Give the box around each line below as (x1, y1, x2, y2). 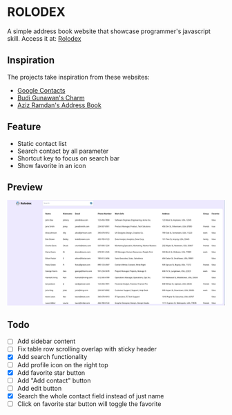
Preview (7, 181, 43, 193)
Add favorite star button (17, 368, 86, 377)
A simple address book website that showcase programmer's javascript (7, 27, 211, 35)
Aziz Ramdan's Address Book (17, 101, 101, 109)
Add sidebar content (17, 337, 76, 346)
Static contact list (17, 139, 67, 147)
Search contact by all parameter (17, 147, 109, 155)
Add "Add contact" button (17, 376, 91, 385)
